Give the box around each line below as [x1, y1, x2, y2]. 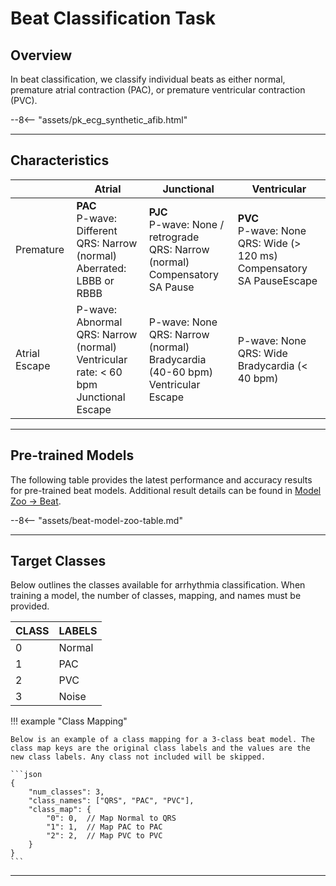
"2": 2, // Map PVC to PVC [46, 831, 163, 841]
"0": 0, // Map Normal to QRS [46, 813, 177, 824]
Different [76, 223, 118, 237]
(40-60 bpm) [148, 365, 213, 379]
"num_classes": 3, [28, 787, 105, 797]
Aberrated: [76, 261, 127, 275]
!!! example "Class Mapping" [10, 715, 128, 727]
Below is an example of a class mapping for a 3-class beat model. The [10, 735, 315, 745]
